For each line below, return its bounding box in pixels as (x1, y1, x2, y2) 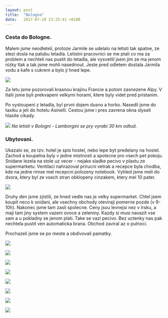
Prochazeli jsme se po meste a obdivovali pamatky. (5, 230, 112, 237)
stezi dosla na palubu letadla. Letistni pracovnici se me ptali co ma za (5, 50, 150, 56)
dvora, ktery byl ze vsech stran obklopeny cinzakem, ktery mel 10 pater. (5, 174, 156, 180)
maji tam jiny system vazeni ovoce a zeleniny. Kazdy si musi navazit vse (5, 210, 156, 216)
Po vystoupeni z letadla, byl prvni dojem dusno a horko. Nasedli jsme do (5, 101, 156, 107)
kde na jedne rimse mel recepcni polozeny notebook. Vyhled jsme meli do (5, 168, 160, 175)
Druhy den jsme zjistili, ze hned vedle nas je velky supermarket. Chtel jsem (5, 193, 161, 199)
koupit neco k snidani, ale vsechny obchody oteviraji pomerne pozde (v (5, 199, 155, 205)
